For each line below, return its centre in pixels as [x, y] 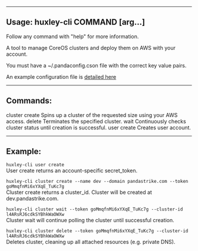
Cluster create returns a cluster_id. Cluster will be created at [79, 192]
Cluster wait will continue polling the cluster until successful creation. [90, 220]
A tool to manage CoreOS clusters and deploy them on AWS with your [91, 48]
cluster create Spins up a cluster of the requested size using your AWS [92, 115]
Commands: [29, 101]
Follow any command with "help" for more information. [72, 36]
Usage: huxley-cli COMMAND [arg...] [76, 22]
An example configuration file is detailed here [61, 76]
